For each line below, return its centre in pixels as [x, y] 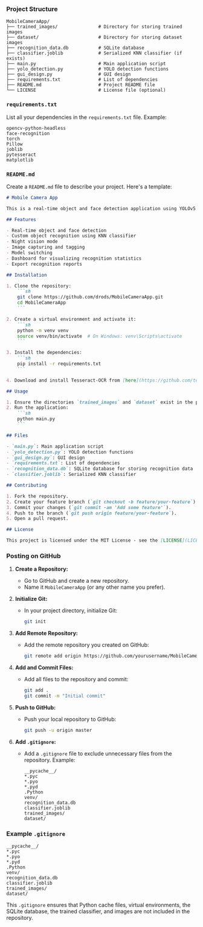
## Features [21, 219]
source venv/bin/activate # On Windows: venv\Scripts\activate [100, 336]
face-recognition [28, 133]
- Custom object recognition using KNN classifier [71, 236]
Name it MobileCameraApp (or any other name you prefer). [95, 587]
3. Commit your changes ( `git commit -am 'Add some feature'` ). [89, 507]
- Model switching [29, 253]
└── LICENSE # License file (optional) [86, 90]
